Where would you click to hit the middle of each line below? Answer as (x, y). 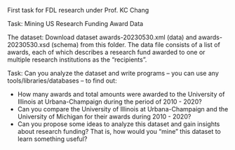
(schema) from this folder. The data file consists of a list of (136, 45)
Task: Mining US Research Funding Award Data (75, 23)
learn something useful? (52, 139)
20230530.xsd (29, 45)
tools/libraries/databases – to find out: (62, 81)
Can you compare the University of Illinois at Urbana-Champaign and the (123, 109)
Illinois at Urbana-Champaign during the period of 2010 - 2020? (109, 102)
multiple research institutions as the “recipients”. (77, 60)
